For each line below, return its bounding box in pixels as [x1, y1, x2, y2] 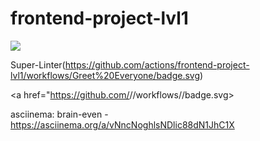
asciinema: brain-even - [10, 108, 109, 120]
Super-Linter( [10, 58, 66, 71]
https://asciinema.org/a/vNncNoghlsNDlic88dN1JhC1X [10, 118, 235, 131]
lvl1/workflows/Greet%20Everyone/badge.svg [10, 69, 201, 81]
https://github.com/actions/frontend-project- [64, 58, 250, 71]
